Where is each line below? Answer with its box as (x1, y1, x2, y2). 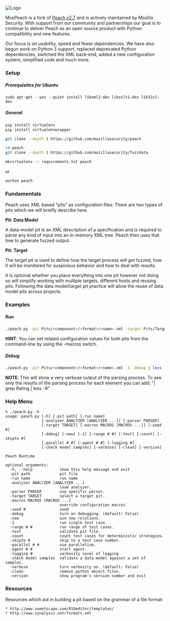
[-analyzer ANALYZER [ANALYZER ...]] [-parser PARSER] (41, 418, 159, 423)
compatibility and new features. (5, 31, 71, 36)
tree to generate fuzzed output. (5, 238, 71, 244)
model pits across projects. (5, 289, 62, 295)
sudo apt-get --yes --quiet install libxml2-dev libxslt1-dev (5, 94, 139, 100)
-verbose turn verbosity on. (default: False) (10, 565, 139, 570)
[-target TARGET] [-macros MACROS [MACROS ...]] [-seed (41, 423, 162, 428)
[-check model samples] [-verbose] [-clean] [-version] (41, 445, 162, 450)
